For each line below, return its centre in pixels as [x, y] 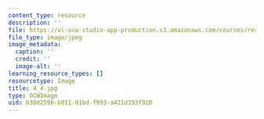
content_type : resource [47, 15]
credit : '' [33, 59]
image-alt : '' [38, 67]
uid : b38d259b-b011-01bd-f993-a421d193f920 [81, 103]
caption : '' [35, 52]
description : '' [35, 23]
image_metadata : [35, 45]
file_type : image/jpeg [45, 37]
